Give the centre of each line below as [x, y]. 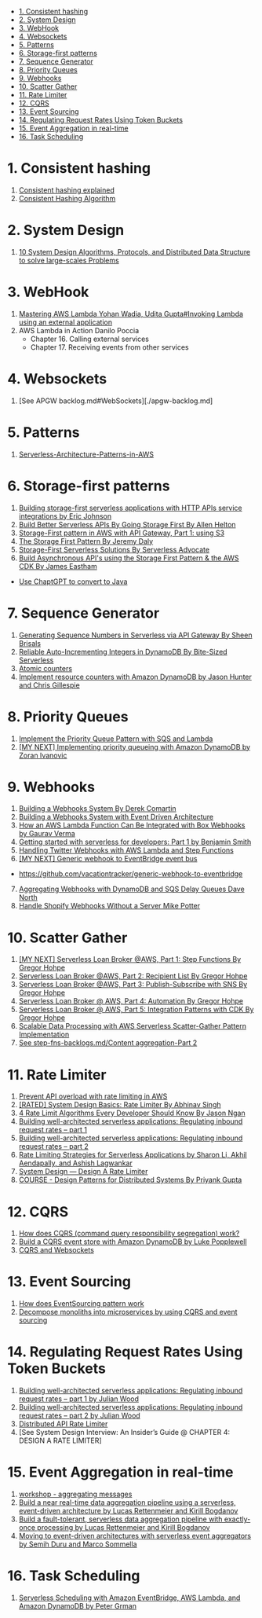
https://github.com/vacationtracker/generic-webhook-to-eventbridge [131, 874]
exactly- [237, 1519]
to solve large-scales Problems [69, 260]
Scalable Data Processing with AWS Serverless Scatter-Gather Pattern [132, 1026]
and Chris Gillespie [49, 685]
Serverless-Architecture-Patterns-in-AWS [86, 454]
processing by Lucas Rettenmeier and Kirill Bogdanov [124, 1528]
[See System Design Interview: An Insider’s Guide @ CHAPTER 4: [124, 1433]
